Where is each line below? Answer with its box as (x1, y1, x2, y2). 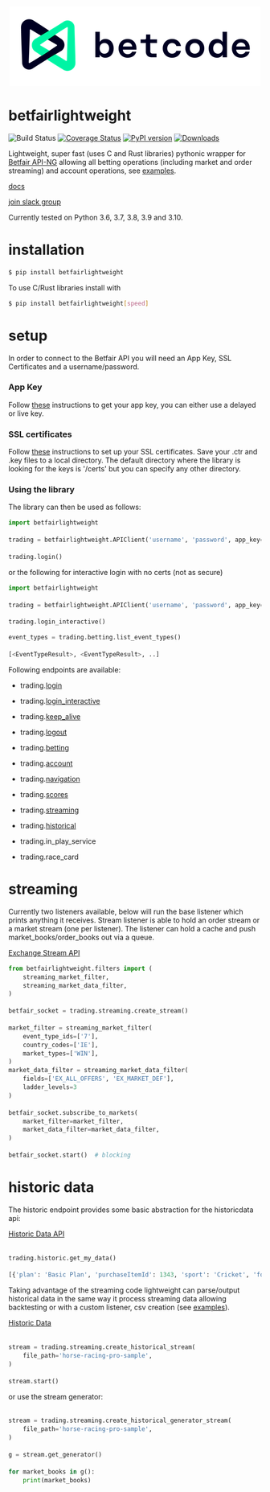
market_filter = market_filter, (22, 1117, 125, 1125)
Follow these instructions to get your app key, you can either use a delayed (8, 400, 256, 409)
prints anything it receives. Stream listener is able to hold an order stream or (8, 915, 260, 925)
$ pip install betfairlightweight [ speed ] (8, 299, 149, 307)
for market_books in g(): (8, 1467, 95, 1476)
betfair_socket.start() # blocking (8, 1151, 131, 1160)
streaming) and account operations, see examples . (8, 166, 177, 175)
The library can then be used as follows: (8, 502, 141, 512)
